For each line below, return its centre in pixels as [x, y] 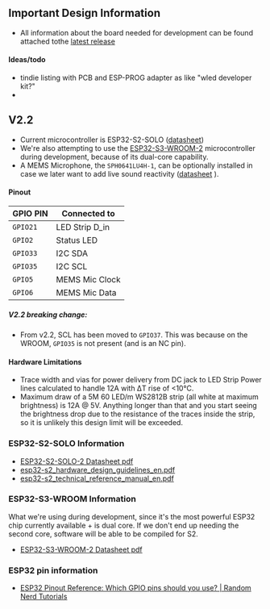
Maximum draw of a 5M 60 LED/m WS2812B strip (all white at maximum [139, 397]
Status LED [77, 240]
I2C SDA [72, 253]
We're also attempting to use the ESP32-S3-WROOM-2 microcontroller [137, 148]
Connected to [88, 214]
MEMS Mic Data [86, 293]
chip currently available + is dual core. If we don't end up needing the [124, 525]
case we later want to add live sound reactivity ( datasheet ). [119, 173]
